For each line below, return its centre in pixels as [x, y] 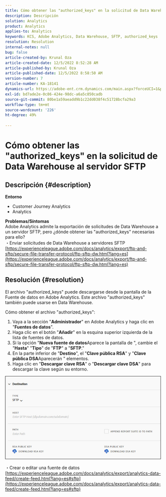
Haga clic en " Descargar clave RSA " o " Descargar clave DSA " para [82, 364]
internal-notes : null [27, 47]
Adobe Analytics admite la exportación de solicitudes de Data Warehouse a [82, 226]
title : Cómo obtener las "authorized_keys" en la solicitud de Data [77, 10]
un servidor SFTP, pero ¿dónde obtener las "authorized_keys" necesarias [80, 232]
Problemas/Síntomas [27, 221]
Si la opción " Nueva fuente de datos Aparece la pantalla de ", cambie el [85, 343]
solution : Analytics [26, 21]
